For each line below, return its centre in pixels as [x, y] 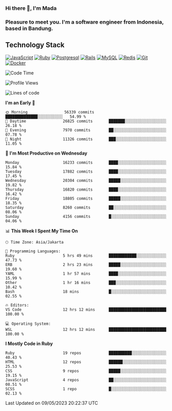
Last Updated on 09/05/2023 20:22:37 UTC [52, 403]
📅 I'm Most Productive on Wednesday [46, 153]
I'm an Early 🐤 [20, 103]
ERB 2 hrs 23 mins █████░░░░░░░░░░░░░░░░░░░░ [86, 265]
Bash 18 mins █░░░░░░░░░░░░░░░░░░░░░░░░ [86, 292]
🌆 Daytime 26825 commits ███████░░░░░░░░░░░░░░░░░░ [86, 121]
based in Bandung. [29, 28]
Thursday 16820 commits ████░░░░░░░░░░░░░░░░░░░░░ [86, 190]
